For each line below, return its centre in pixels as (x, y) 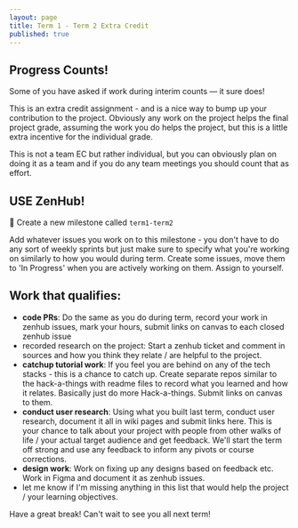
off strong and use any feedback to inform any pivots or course (138, 449)
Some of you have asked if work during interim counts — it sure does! (137, 92)
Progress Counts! (59, 70)
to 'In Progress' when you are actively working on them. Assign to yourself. (147, 268)
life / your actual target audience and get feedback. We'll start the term (152, 440)
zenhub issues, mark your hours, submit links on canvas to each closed (153, 326)
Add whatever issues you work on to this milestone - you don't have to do (145, 240)
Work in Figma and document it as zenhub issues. (113, 477)
